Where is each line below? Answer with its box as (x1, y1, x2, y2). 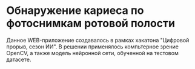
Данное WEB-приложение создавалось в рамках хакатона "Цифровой (6, 36, 190, 44)
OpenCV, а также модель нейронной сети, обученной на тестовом (6, 49, 179, 56)
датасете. (6, 56, 31, 63)
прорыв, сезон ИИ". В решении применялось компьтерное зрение (6, 43, 179, 50)
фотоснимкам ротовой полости (6, 16, 176, 30)
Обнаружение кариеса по (6, 4, 144, 18)
